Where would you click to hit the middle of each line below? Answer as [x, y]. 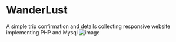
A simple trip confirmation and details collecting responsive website [88, 26]
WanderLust [37, 10]
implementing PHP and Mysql [42, 32]
